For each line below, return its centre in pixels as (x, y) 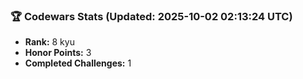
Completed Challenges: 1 (78, 63)
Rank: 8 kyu (49, 42)
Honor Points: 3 (58, 53)
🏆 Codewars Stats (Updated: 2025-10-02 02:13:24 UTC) (151, 16)
